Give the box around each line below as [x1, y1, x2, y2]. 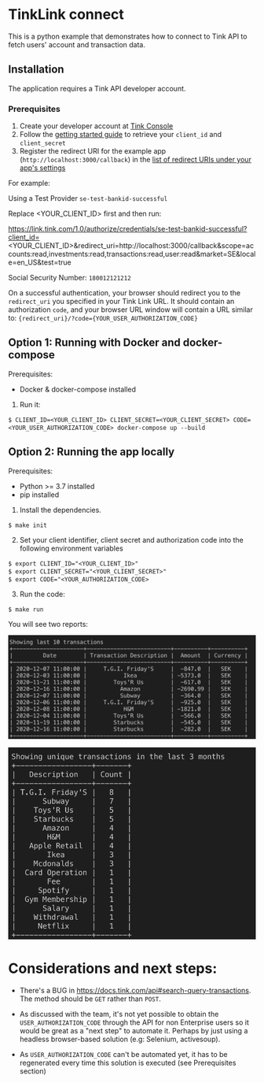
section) [19, 1066, 47, 1076]
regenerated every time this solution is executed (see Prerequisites [19, 1058, 236, 1067]
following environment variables [19, 543, 123, 553]
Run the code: [19, 589, 65, 599]
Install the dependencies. [19, 505, 102, 514]
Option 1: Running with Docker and [8, 336, 181, 350]
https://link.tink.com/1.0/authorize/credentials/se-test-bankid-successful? [8, 224, 247, 234]
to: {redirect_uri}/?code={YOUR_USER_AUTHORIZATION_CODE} [8, 313, 198, 323]
